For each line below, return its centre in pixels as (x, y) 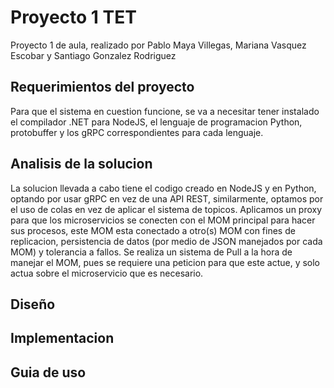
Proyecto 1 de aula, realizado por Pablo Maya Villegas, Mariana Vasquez (158, 45)
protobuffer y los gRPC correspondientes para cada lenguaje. (137, 132)
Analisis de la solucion (81, 164)
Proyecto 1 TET (73, 17)
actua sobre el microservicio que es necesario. (107, 273)
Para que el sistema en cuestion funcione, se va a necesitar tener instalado (165, 111)
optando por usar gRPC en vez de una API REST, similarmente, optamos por (167, 198)
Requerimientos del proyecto (102, 87)
